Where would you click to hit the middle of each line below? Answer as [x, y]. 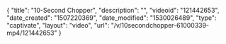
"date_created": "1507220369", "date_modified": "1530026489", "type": [112, 18]
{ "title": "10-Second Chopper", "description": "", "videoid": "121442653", [113, 10]
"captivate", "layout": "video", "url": [58, 25]
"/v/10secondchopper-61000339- [160, 25]
